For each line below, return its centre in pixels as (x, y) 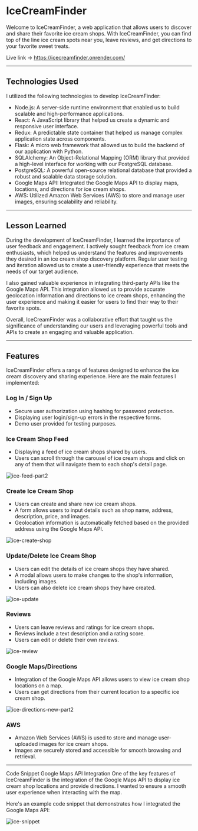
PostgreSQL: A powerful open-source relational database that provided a (103, 170)
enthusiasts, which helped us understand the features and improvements (95, 252)
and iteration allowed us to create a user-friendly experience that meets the (98, 265)
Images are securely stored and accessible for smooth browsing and (98, 750)
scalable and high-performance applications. (69, 113)
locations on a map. (39, 686)
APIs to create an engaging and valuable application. (70, 332)
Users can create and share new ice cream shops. (76, 504)
